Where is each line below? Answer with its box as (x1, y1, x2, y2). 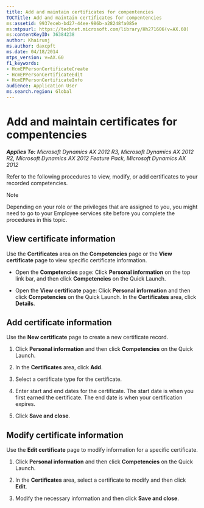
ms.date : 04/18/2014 (6, 49, 59, 55)
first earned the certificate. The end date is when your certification (15, 394, 183, 401)
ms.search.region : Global (6, 89, 72, 95)
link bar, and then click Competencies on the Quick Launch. (15, 274, 166, 282)
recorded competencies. (6, 179, 68, 186)
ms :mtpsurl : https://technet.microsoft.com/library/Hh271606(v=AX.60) (6, 26, 189, 32)
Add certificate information (6, 317, 112, 328)
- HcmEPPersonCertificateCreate (6, 65, 88, 72)
